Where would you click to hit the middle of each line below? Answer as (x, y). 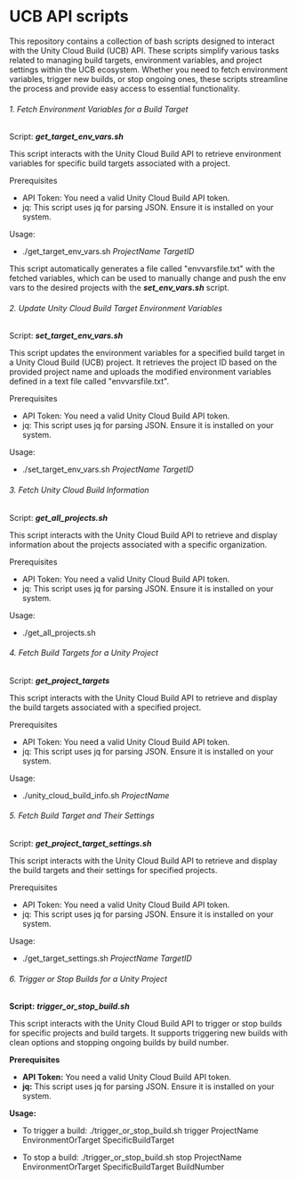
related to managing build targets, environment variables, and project (136, 60)
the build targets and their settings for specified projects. (113, 870)
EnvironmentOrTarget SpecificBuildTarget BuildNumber (123, 1167)
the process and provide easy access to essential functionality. (124, 88)
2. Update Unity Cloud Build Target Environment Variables (116, 308)
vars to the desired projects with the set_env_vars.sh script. (119, 288)
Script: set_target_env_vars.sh (66, 335)
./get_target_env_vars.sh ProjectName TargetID (108, 252)
